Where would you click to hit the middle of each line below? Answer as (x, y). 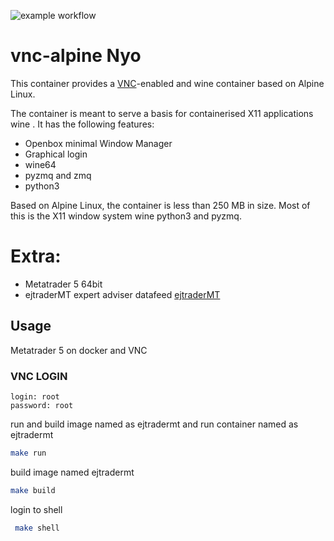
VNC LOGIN (39, 376)
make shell (37, 528)
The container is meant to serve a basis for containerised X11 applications (162, 113)
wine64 (40, 164)
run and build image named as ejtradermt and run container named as (154, 424)
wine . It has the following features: (82, 124)
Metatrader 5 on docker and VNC (79, 350)
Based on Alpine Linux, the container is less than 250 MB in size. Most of (160, 205)
